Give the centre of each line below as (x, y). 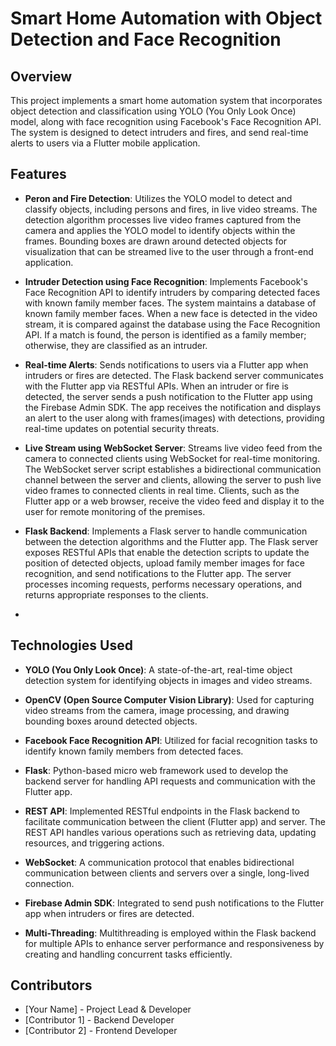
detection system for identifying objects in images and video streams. (168, 680)
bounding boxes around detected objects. (111, 721)
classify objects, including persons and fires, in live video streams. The (171, 209)
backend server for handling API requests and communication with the (170, 781)
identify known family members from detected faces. (134, 751)
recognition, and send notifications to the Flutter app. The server (158, 573)
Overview (41, 76)
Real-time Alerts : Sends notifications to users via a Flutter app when (166, 364)
